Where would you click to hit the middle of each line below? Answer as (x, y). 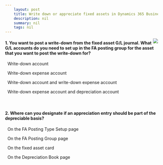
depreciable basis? (25, 118)
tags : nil (24, 27)
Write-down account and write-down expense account (62, 82)
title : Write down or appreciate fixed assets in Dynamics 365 (79, 14)
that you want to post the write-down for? (48, 53)
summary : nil (27, 23)
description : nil (31, 18)
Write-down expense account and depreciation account (63, 92)
